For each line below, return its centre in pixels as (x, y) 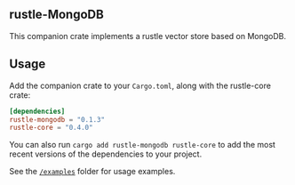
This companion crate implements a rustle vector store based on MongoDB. (148, 36)
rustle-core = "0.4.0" (51, 128)
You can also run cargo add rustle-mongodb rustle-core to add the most (142, 145)
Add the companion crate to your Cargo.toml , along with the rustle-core (140, 85)
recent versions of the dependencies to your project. (106, 154)
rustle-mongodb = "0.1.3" (57, 119)
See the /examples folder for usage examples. (92, 172)
